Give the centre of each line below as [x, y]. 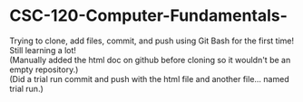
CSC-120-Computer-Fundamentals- [149, 16]
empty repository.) [44, 70]
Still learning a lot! [43, 50]
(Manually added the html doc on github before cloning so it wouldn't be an [150, 60]
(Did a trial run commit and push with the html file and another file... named [149, 79]
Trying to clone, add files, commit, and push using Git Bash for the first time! [152, 41]
